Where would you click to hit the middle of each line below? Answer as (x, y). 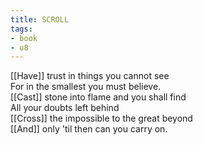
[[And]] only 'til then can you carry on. (89, 129)
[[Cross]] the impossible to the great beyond (101, 118)
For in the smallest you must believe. (86, 87)
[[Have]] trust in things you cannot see (90, 76)
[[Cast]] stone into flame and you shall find (98, 97)
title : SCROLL (40, 19)
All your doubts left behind (65, 108)
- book (24, 38)
